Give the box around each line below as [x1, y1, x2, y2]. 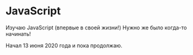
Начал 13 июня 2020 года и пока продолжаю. [5, 42, 123, 49]
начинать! [5, 30, 31, 37]
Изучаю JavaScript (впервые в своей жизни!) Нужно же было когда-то [5, 24, 187, 31]
